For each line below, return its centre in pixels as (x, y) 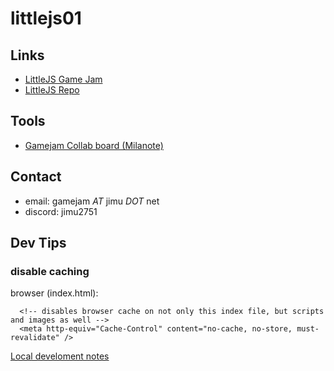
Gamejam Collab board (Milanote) (94, 145)
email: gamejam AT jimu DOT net (92, 201)
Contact (36, 177)
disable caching (50, 271)
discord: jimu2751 (61, 211)
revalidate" (35, 338)
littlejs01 (46, 18)
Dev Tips (38, 243)
